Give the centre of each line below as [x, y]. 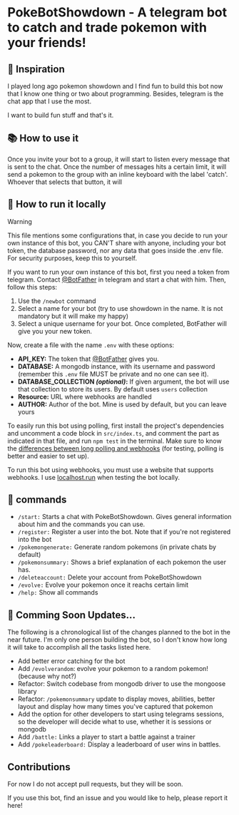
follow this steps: [32, 287]
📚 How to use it [43, 139]
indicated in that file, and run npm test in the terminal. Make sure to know [115, 441]
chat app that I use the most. [49, 101]
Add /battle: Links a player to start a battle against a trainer [106, 737]
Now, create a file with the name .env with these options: [91, 345]
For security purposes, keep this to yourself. [72, 258]
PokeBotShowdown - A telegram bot [117, 12]
